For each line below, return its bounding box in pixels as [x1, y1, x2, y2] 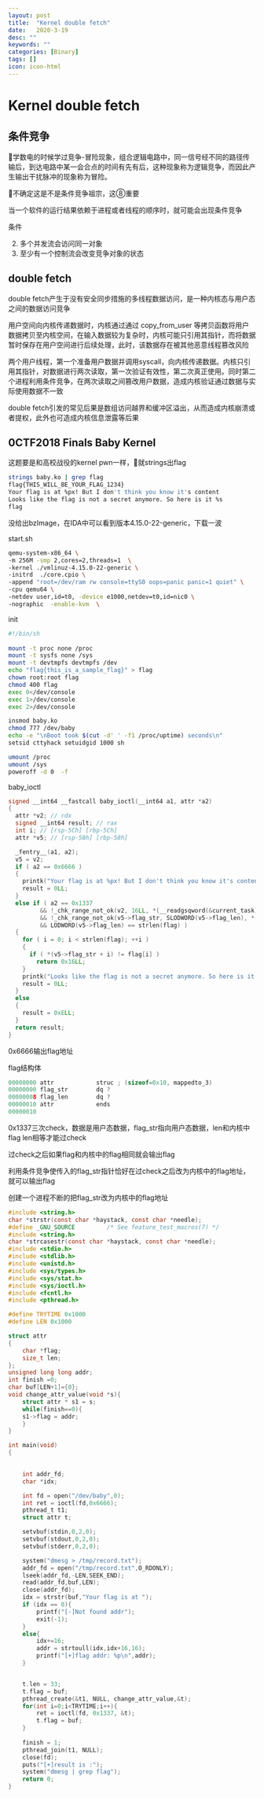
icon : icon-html [8, 63, 61, 71]
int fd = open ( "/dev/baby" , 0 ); [22, 1492, 125, 1500]
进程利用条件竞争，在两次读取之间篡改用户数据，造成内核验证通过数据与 [14, 376, 249, 386]
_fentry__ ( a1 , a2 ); [15, 847, 79, 856]
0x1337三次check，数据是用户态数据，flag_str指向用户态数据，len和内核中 [8, 1123, 250, 1132]
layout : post [8, 11, 51, 20]
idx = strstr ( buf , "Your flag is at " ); [22, 1593, 153, 1601]
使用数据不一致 [14, 386, 64, 396]
